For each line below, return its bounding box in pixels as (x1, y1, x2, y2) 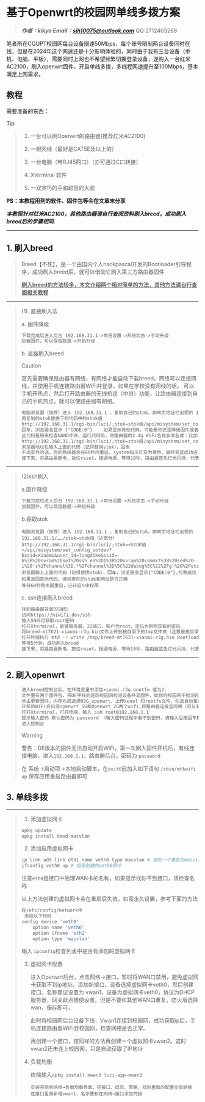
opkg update (21, 827, 52, 833)
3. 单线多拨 (6, 792, 48, 803)
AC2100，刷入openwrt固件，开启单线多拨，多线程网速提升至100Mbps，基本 (6, 62, 198, 70)
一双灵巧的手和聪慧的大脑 (30, 184, 95, 191)
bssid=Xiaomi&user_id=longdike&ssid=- (21, 552, 120, 559)
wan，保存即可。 (30, 1004, 74, 1011)
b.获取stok (21, 515, 48, 523)
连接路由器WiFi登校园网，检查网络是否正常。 (35, 1024, 149, 1032)
